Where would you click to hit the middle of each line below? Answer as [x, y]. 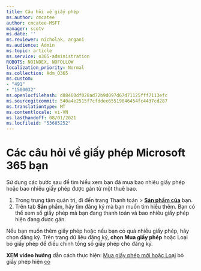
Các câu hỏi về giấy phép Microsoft [96, 153]
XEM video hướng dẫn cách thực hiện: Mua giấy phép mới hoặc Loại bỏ [95, 255]
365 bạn [27, 166]
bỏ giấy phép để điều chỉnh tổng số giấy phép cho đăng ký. [79, 244]
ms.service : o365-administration [48, 56]
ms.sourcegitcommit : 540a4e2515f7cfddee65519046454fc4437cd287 [87, 101]
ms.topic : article [29, 51]
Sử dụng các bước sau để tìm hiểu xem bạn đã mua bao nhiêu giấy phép [96, 182]
